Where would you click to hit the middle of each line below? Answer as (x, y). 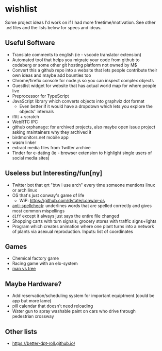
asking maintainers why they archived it (52, 132)
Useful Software (30, 43)
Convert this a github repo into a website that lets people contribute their (85, 70)
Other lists (21, 332)
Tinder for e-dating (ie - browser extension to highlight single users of (82, 153)
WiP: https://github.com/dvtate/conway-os (62, 200)
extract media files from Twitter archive (51, 147)
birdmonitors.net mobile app (40, 137)
